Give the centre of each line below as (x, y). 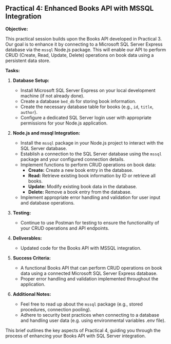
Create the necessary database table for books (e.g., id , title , (87, 107)
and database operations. (47, 203)
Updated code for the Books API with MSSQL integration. (81, 248)
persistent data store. (28, 60)
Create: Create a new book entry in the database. (81, 170)
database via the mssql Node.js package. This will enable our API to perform (86, 49)
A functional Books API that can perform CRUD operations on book (91, 268)
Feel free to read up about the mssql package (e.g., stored (81, 304)
